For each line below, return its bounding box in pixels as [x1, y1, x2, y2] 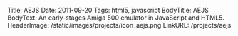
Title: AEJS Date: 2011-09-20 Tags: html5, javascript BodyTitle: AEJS [7, 6, 209, 14]
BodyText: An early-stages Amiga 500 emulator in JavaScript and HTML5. [7, 13, 224, 22]
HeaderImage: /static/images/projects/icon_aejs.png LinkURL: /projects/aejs [7, 21, 232, 29]
